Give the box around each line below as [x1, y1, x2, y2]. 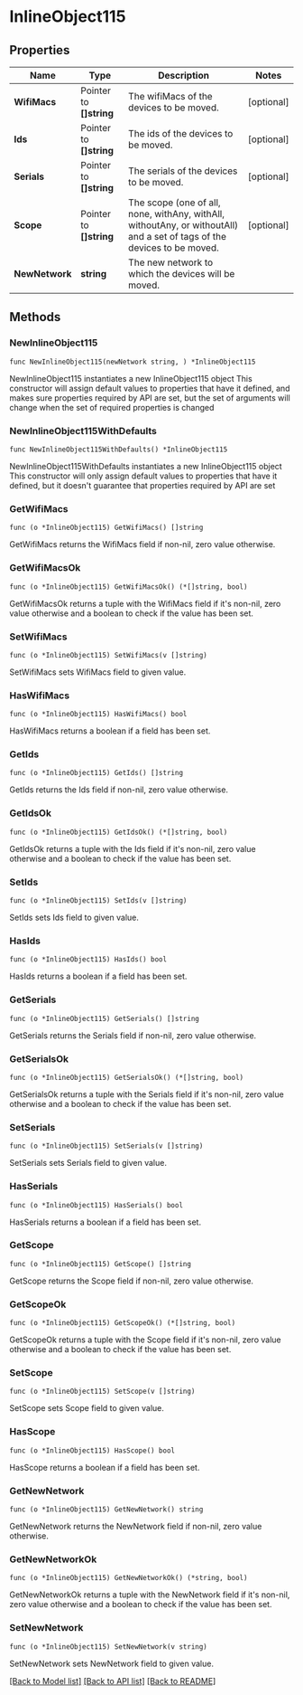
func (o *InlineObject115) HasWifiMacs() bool [9, 710, 188, 719]
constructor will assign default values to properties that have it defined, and [9, 383, 290, 393]
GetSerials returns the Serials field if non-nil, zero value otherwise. [9, 1029, 257, 1041]
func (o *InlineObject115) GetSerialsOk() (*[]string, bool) [9, 1073, 244, 1082]
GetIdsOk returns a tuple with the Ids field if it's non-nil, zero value [9, 843, 256, 854]
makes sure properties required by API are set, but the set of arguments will [9, 392, 290, 403]
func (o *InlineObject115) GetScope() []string [9, 1259, 192, 1268]
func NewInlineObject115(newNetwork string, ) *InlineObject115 [9, 357, 256, 366]
